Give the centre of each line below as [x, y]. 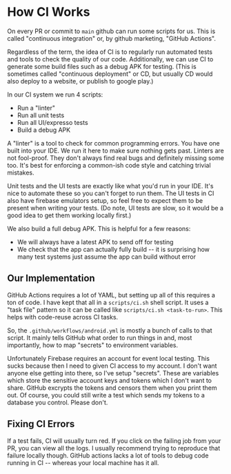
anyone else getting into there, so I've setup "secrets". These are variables [113, 373]
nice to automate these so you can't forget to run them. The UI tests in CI [111, 193]
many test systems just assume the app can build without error [107, 257]
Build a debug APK [44, 130]
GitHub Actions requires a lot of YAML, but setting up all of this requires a [111, 295]
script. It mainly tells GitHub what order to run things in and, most [100, 337]
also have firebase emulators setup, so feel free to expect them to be [105, 200]
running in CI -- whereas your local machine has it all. [83, 462]
